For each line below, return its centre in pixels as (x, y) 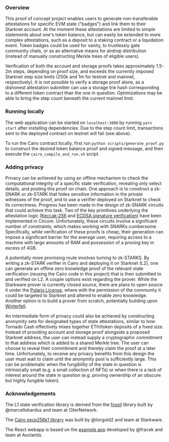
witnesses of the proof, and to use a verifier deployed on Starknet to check (83, 199)
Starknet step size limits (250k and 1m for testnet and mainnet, (70, 77)
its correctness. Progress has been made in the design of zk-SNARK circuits (84, 205)
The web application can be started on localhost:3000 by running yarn (79, 123)
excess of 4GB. (21, 248)
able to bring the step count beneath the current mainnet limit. (70, 98)
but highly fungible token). (33, 380)
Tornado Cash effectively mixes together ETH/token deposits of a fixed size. (84, 327)
